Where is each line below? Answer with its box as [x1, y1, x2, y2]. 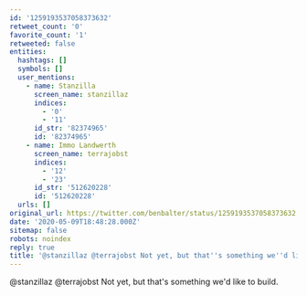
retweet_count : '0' [9, 22, 84, 31]
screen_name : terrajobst [33, 149, 129, 158]
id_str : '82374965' [33, 124, 108, 133]
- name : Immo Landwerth [26, 141, 117, 150]
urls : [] [17, 200, 51, 210]
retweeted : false [9, 38, 76, 48]
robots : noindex [9, 234, 71, 243]
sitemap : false [9, 226, 68, 235]
